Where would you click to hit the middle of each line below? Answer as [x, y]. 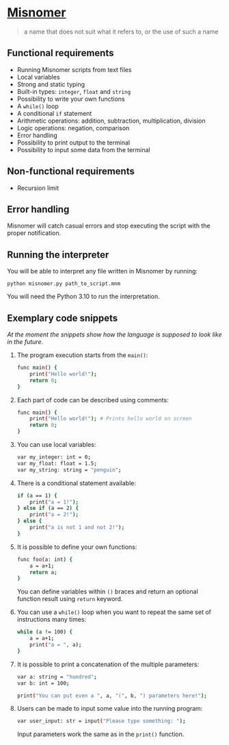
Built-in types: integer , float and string [74, 91]
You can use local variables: [56, 444]
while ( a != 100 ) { [45, 632]
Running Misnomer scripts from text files [74, 69]
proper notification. [34, 233]
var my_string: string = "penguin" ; [69, 470]
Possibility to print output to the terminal [73, 143]
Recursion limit [38, 188]
